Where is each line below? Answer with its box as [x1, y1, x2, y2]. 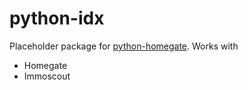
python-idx [9, 7, 105, 30]
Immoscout [23, 70, 71, 82]
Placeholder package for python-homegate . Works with [9, 40, 239, 52]
